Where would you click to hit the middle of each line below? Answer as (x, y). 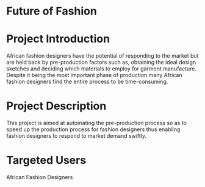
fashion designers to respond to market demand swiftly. (77, 136)
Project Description (56, 106)
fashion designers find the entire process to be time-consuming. (87, 82)
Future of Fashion (52, 11)
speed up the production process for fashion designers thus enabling (93, 129)
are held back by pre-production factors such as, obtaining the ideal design (101, 63)
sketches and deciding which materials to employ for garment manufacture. (102, 69)
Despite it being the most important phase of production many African (94, 75)
